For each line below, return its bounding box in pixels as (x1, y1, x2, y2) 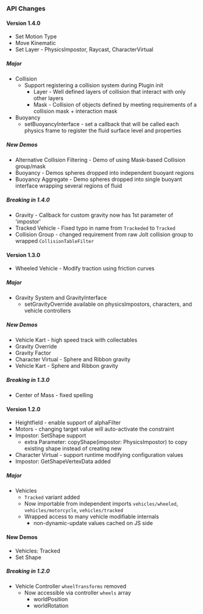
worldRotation (33, 602, 69, 610)
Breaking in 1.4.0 (6, 196, 50, 203)
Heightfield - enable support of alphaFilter (15, 419, 121, 426)
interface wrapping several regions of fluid (15, 182, 123, 189)
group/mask (15, 163, 46, 170)
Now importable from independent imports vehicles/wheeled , (24, 500, 179, 507)
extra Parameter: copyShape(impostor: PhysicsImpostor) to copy (24, 439, 188, 446)
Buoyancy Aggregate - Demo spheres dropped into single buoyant (15, 175, 182, 183)
